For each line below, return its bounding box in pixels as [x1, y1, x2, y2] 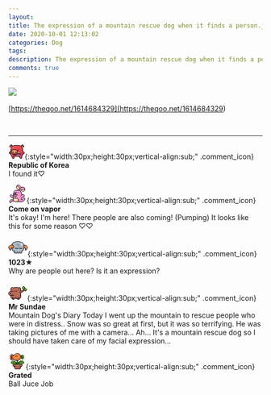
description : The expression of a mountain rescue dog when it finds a [8, 56, 254, 64]
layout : [8, 13, 35, 21]
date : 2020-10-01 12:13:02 [8, 30, 99, 38]
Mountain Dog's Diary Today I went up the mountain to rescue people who [8, 310, 256, 320]
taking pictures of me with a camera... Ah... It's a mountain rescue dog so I [8, 327, 256, 337]
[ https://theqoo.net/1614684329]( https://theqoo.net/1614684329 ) [8, 103, 227, 113]
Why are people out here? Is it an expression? [8, 266, 161, 276]
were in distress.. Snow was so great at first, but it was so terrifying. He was [8, 318, 261, 328]
